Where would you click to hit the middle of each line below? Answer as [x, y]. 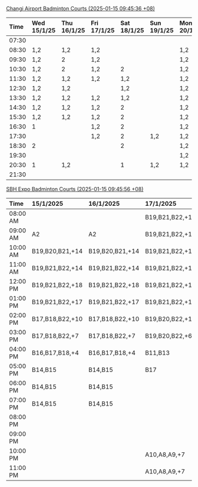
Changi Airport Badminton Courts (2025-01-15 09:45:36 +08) [80, 9]
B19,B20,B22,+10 [171, 319]
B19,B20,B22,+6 [169, 336]
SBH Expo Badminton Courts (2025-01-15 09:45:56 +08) [75, 189]
